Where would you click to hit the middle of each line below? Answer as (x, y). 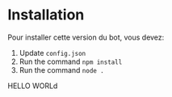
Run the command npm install (71, 61)
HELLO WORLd (33, 86)
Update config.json (52, 53)
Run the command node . (61, 70)
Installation (46, 15)
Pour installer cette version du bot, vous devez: (86, 37)
